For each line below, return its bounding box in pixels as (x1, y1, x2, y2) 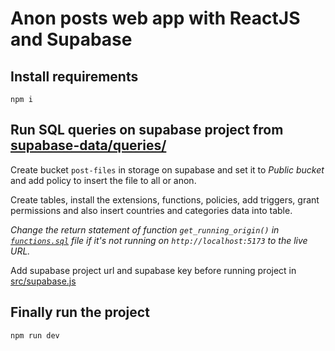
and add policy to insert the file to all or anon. (10, 174, 197, 186)
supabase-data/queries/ (10, 137, 167, 154)
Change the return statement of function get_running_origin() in (10, 223, 280, 236)
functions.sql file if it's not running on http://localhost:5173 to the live (10, 234, 308, 246)
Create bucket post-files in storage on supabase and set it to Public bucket (10, 163, 325, 176)
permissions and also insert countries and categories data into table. (10, 204, 293, 216)
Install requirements (10, 68, 139, 85)
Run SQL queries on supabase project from (10, 122, 284, 139)
